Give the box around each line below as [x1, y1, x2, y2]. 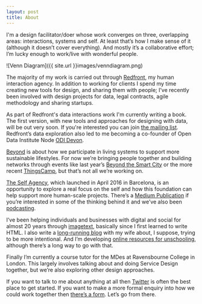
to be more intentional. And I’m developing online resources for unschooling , [6, 235, 196, 243]
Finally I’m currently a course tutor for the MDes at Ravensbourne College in [6, 253, 195, 261]
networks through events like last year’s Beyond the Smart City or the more [6, 161, 193, 168]
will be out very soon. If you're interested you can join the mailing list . [6, 123, 179, 131]
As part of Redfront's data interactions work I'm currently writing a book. [6, 111, 187, 118]
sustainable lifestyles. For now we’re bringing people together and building [6, 154, 192, 161]
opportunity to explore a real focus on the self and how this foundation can [6, 185, 192, 193]
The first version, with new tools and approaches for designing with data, [6, 117, 188, 124]
